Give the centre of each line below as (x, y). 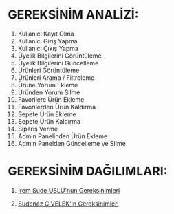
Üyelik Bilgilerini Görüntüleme (59, 56)
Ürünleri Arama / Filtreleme (56, 77)
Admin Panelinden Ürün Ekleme (63, 136)
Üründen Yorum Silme (49, 92)
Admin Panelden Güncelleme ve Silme (72, 143)
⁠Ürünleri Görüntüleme (48, 70)
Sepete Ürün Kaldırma (49, 121)
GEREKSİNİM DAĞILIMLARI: (88, 171)
